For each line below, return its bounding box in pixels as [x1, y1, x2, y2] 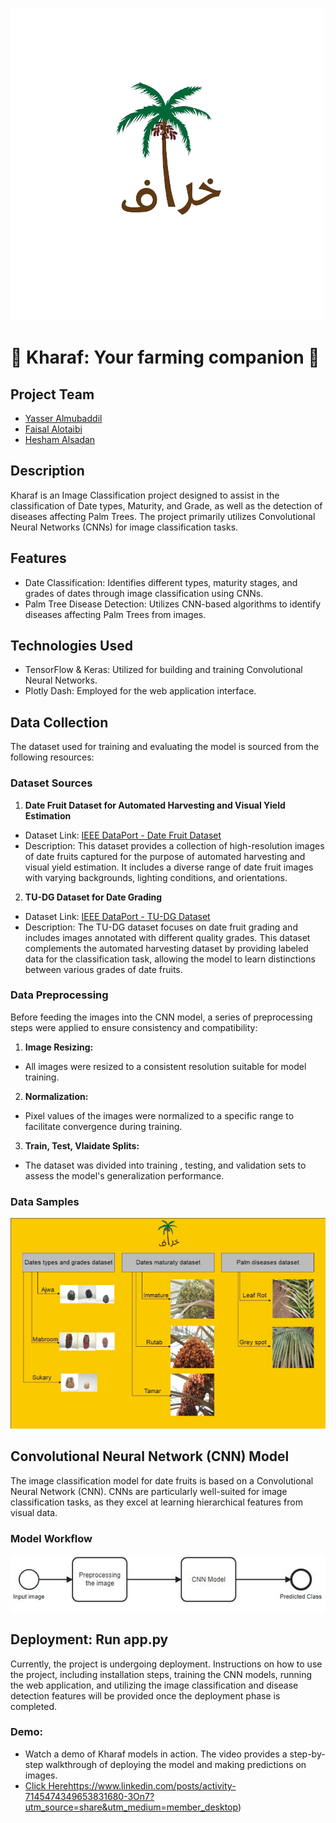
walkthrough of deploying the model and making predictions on [45, 1758, 307, 1770]
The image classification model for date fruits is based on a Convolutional [10, 1474, 314, 1487]
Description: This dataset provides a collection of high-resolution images [24, 839, 325, 852]
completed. [10, 1700, 57, 1712]
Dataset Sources [10, 776, 93, 790]
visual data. [10, 1506, 58, 1518]
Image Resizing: [24, 1041, 94, 1053]
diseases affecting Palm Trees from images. [24, 608, 207, 620]
